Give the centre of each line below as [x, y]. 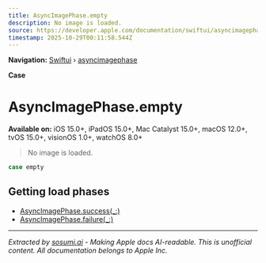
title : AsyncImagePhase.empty [58, 15]
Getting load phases [59, 192]
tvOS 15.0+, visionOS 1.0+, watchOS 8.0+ [76, 137]
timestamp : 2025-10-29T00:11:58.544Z [70, 38]
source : [21, 30]
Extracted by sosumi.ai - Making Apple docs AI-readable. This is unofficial [130, 242]
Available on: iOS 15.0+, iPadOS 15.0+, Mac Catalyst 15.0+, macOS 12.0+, [128, 129]
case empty [26, 167]
